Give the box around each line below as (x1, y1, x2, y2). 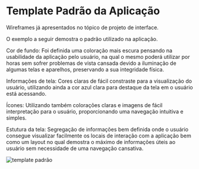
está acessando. (6, 90, 46, 97)
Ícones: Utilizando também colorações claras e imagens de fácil (6, 101, 163, 108)
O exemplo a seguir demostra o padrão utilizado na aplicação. (6, 35, 158, 42)
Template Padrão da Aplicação (6, 4, 160, 18)
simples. (6, 114, 27, 121)
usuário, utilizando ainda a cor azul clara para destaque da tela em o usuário (6, 83, 193, 90)
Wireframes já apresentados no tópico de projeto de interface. (6, 24, 159, 31)
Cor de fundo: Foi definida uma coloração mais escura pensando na (6, 46, 173, 54)
